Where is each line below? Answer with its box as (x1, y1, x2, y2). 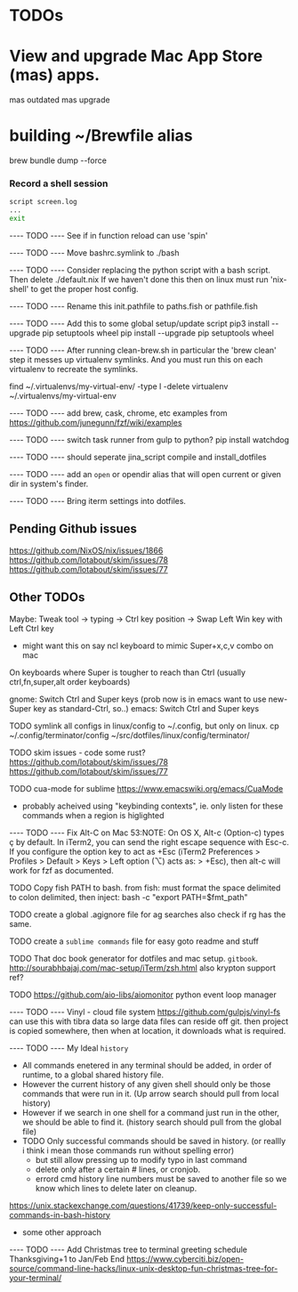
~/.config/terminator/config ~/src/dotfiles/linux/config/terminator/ (9, 729, 250, 740)
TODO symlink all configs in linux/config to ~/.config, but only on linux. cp (9, 720, 280, 731)
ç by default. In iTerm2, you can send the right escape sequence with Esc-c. (9, 836, 289, 847)
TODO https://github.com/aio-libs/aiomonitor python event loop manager (9, 989, 278, 1000)
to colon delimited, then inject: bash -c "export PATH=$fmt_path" (9, 891, 248, 902)
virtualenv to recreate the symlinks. (9, 363, 139, 374)
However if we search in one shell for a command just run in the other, (21, 1107, 280, 1117)
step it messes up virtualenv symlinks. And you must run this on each (9, 353, 263, 365)
